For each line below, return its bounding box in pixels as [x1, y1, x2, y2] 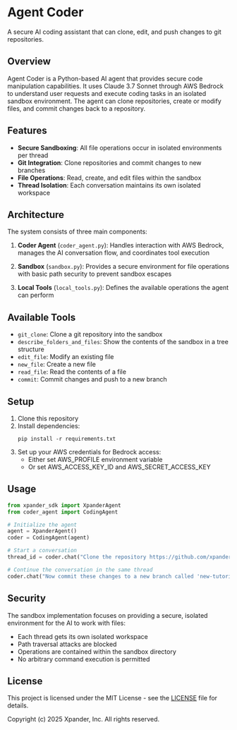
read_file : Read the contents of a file [17, 367, 127, 376]
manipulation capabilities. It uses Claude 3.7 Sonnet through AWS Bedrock [7, 82, 224, 90]
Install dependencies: [17, 422, 80, 430]
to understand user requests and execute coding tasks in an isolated [7, 89, 207, 97]
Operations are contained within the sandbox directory [17, 647, 176, 656]
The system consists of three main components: [7, 227, 148, 236]
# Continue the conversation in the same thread [7, 566, 153, 573]
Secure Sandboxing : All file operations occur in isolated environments [17, 143, 222, 152]
